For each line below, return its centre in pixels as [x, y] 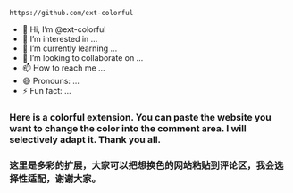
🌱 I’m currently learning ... [70, 48]
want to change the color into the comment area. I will [128, 128]
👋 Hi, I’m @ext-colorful [64, 29]
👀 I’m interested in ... [60, 39]
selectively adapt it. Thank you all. [85, 139]
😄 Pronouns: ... [51, 81]
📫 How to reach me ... [63, 68]
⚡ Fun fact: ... [46, 91]
